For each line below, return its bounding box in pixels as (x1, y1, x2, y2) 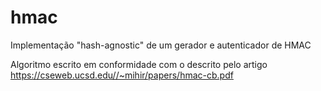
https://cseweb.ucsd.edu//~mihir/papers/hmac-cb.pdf (10, 69, 234, 81)
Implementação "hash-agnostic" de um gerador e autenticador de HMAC (10, 39, 312, 51)
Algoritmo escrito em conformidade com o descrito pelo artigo (10, 58, 268, 70)
